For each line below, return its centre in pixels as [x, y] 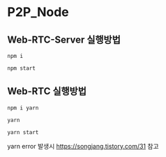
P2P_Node [38, 12]
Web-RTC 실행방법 [47, 91]
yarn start [23, 132]
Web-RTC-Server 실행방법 [64, 39]
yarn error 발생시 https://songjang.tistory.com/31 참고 [83, 146]
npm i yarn [23, 108]
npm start [22, 68]
